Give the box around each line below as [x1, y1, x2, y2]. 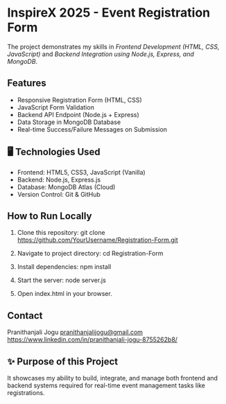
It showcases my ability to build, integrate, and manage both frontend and [7, 374, 218, 382]
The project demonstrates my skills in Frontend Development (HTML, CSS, [7, 42, 220, 51]
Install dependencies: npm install [17, 263, 112, 271]
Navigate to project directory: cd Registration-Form [17, 249, 164, 258]
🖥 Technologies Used [7, 146, 101, 158]
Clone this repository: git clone [17, 229, 105, 237]
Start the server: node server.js [17, 276, 106, 285]
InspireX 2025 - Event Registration [7, 5, 211, 21]
